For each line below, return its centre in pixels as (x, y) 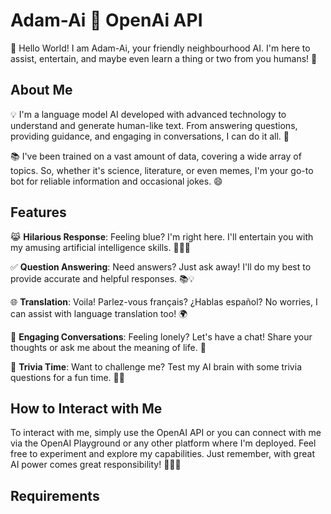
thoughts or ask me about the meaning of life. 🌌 (108, 347)
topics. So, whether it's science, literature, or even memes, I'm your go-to (162, 170)
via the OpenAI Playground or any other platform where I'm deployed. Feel (163, 443)
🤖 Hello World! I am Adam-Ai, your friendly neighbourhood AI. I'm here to (160, 48)
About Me (41, 90)
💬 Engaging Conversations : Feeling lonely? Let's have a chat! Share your (161, 336)
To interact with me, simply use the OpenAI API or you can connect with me (166, 433)
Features (38, 212)
